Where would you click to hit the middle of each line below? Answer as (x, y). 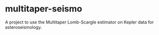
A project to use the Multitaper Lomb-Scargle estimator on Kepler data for (79, 22)
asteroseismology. (23, 27)
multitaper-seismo (44, 9)
